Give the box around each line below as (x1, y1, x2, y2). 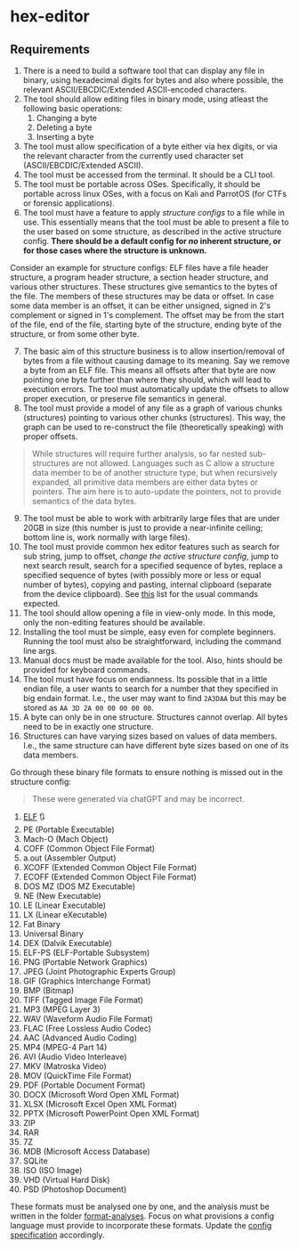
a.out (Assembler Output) (22, 853, 117, 863)
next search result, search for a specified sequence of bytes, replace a (22, 560, 283, 571)
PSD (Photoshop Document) (22, 1184, 127, 1195)
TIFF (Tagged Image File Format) (22, 995, 144, 1005)
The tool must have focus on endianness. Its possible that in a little (22, 674, 268, 684)
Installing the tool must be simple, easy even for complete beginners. (22, 626, 277, 637)
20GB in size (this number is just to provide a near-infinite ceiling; (22, 523, 263, 533)
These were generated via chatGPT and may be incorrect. (31, 794, 246, 804)
